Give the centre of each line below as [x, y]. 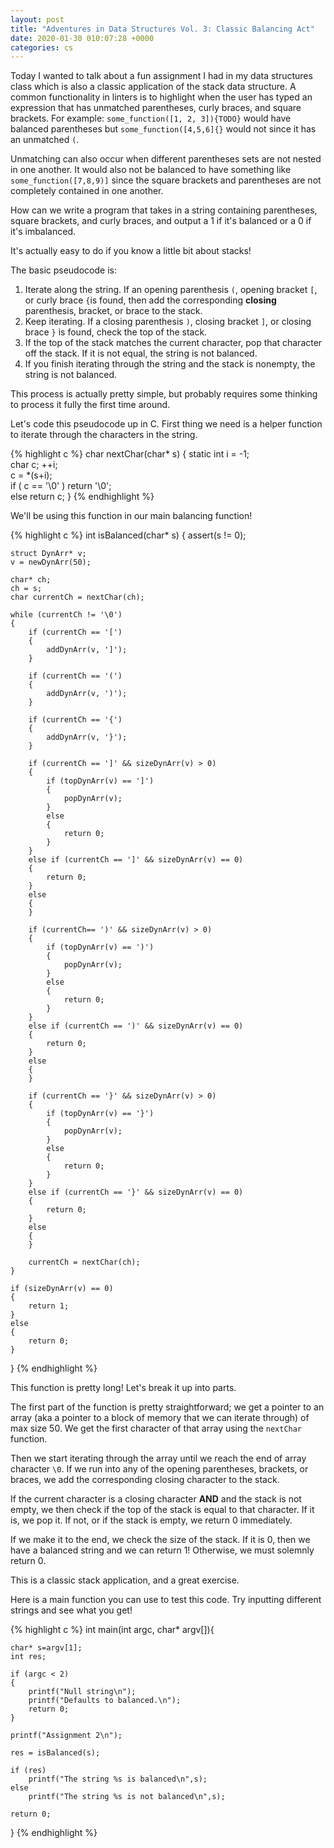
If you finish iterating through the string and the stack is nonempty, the [170, 364]
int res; [28, 1657]
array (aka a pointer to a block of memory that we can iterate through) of [160, 1418]
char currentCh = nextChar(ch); [77, 597]
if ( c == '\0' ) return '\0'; [61, 486]
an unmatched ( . [45, 140]
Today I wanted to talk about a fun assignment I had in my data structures [161, 76]
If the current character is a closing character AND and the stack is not [156, 1499]
